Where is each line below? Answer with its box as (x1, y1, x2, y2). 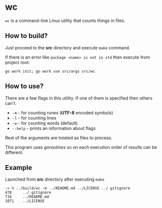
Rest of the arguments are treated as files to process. (5, 135, 113, 141)
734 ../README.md (5, 194, 49, 199)
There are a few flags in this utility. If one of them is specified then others (5, 95, 153, 101)
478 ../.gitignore (5, 190, 51, 195)
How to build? (5, 32, 48, 40)
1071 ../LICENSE (5, 199, 45, 204)
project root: (5, 59, 30, 65)
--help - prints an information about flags (12, 125, 96, 131)
